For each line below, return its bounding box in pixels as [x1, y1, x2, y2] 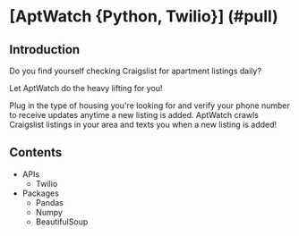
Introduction [9, 42, 81, 57]
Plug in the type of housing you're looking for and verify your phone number [9, 100, 291, 111]
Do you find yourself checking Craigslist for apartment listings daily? [9, 65, 262, 76]
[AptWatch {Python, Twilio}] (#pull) [9, 6, 279, 27]
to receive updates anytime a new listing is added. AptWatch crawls [9, 110, 260, 120]
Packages [21, 188, 60, 198]
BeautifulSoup [35, 216, 89, 227]
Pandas [35, 197, 64, 207]
